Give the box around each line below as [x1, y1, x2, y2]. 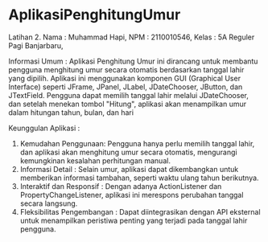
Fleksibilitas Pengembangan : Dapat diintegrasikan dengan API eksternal [19, 207, 261, 216]
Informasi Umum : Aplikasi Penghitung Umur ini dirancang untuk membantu [8, 56, 258, 66]
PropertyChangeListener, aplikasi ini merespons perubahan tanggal [19, 190, 244, 199]
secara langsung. [19, 199, 78, 208]
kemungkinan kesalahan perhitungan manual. [19, 155, 171, 166]
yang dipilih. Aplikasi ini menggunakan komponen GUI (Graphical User [8, 73, 241, 83]
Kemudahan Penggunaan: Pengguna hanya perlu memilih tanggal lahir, [19, 138, 255, 148]
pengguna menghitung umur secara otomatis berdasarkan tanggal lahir [8, 64, 245, 74]
